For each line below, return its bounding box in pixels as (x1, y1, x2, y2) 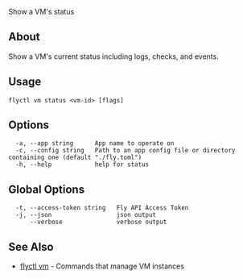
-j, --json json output (15, 211, 157, 219)
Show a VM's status (8, 7, 75, 16)
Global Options (8, 182, 85, 196)
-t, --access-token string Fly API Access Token (15, 204, 189, 212)
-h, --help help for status (15, 160, 150, 169)
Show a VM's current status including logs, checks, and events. (8, 52, 219, 61)
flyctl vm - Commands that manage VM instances (19, 261, 185, 271)
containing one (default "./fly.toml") (8, 153, 142, 162)
